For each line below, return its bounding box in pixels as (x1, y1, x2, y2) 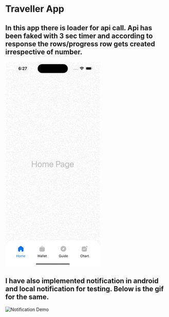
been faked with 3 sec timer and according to (5, 31, 153, 40)
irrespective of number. (5, 47, 83, 56)
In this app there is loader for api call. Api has (5, 24, 153, 32)
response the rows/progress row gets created (5, 39, 155, 48)
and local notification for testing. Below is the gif (5, 285, 164, 293)
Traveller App (5, 3, 64, 15)
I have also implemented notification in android (5, 276, 159, 285)
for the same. (5, 293, 49, 302)
